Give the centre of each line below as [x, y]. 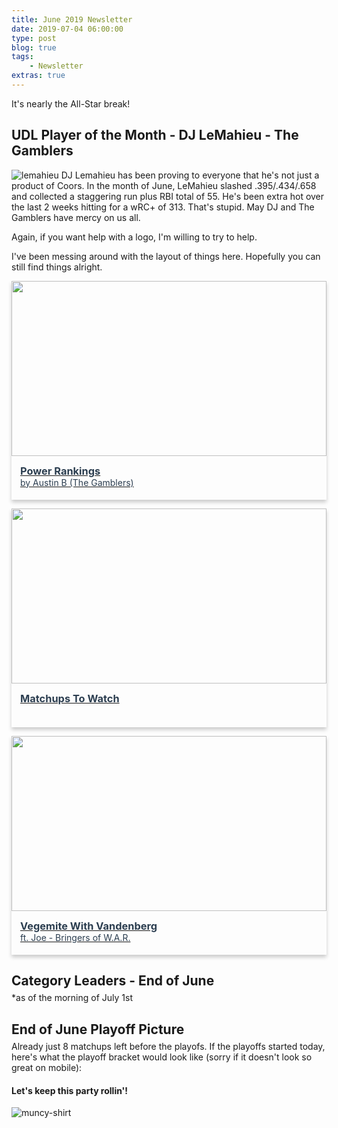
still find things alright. [57, 267]
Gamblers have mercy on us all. [76, 217]
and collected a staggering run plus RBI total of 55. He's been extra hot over [168, 196]
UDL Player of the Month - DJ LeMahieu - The [155, 135]
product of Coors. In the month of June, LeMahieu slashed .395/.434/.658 [164, 185]
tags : [22, 57]
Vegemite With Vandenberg [89, 926]
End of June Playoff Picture [98, 1029]
